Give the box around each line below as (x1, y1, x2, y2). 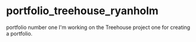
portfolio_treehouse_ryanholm (6, 4, 159, 18)
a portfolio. (6, 30, 32, 37)
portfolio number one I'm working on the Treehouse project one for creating (6, 24, 191, 31)
